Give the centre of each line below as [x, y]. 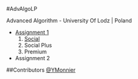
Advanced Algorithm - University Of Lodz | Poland [69, 20]
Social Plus [38, 45]
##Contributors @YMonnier [41, 70]
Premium [35, 52]
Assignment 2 [33, 58]
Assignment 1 [32, 32]
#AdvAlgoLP [22, 9]
